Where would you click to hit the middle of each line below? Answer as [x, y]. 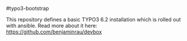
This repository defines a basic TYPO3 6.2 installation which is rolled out [93, 19]
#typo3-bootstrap [28, 8]
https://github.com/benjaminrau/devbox [54, 32]
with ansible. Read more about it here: [52, 26]
